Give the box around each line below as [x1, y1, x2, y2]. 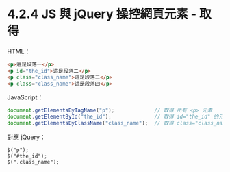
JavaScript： [7, 93, 44, 101]
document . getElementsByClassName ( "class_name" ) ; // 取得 [7, 120, 174, 127]
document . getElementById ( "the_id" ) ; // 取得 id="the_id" [7, 114, 211, 121]
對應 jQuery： [7, 133, 46, 141]
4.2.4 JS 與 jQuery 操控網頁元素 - [7, 6, 197, 22]
